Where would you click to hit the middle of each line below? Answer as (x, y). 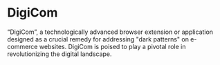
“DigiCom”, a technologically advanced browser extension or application (110, 32)
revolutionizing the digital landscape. (59, 54)
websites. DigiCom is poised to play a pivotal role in (112, 46)
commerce (22, 46)
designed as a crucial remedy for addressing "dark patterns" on (98, 39)
